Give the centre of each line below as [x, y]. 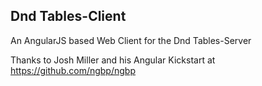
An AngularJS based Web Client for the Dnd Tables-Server [131, 40]
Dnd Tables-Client [68, 16]
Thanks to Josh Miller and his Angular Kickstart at [113, 60]
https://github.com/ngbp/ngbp [73, 70]
